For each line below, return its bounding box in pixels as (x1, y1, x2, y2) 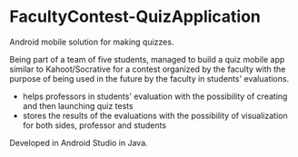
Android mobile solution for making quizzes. (9, 36, 174, 47)
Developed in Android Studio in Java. (9, 137, 148, 148)
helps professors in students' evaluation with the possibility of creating (22, 91, 288, 102)
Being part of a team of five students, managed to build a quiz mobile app (9, 54, 285, 64)
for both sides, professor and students (22, 120, 166, 131)
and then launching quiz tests (22, 100, 134, 111)
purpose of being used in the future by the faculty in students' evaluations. (9, 73, 289, 83)
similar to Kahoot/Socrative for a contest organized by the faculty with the (9, 64, 286, 74)
